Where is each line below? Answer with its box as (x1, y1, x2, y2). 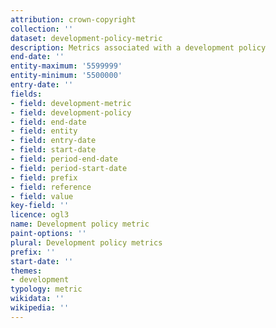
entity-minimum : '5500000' (10, 71, 123, 81)
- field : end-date (10, 117, 87, 127)
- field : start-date (10, 145, 97, 155)
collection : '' (10, 24, 74, 34)
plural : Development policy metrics (10, 237, 163, 248)
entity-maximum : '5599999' (10, 61, 123, 71)
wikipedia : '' (10, 303, 70, 313)
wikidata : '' (10, 294, 65, 304)
